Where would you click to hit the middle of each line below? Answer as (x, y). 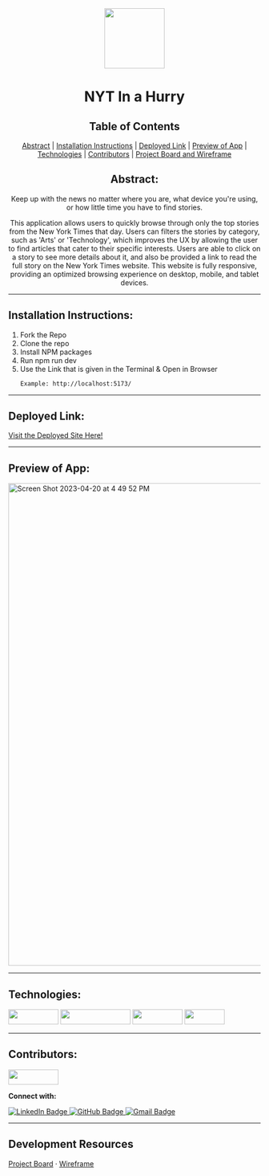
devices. (134, 282)
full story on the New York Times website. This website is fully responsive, (134, 265)
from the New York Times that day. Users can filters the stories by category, (134, 231)
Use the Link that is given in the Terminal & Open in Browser (118, 369)
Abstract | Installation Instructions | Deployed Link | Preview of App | (134, 145)
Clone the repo (44, 343)
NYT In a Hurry (134, 97)
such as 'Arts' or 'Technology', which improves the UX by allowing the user (134, 239)
